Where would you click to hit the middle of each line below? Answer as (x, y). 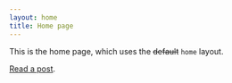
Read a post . (33, 69)
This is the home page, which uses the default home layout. (116, 51)
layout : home (33, 17)
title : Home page (41, 26)
